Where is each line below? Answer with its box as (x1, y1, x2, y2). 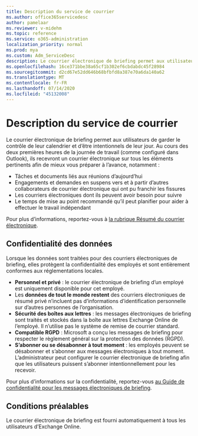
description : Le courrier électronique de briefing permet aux (6, 58, 165, 64)
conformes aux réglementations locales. (6, 267, 104, 274)
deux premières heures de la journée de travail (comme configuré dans (6, 148, 179, 155)
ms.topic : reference (6, 31, 57, 37)
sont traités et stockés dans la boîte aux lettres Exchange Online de (14, 316, 178, 323)
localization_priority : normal (6, 42, 83, 48)
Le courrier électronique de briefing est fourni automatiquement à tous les (6, 417, 186, 424)
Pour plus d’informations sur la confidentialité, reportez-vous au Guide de (6, 378, 184, 385)
